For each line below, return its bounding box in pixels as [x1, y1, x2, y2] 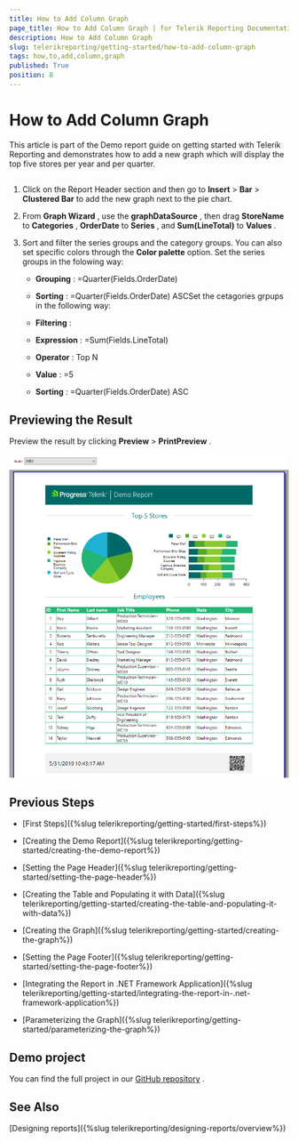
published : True [9, 61, 69, 70]
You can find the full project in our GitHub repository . [9, 1074, 206, 1084]
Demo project [9, 1050, 86, 1065]
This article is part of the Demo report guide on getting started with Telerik [9, 139, 281, 150]
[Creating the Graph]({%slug [21, 925, 128, 936]
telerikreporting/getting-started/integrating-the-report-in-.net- [21, 988, 251, 999]
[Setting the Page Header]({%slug [21, 863, 147, 873]
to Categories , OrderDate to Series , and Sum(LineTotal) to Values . [21, 221, 277, 231]
